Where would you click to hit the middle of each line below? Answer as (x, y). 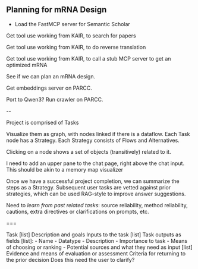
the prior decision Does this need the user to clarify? (70, 259)
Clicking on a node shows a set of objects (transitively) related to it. (89, 151)
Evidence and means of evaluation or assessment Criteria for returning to (96, 253)
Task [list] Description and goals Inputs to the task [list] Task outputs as (94, 235)
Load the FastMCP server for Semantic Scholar (73, 24)
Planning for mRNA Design (56, 10)
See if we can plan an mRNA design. (51, 76)
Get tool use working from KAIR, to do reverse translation (76, 47)
